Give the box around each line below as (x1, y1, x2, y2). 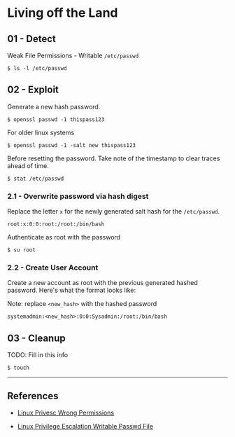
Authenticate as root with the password (7, 233, 121, 242)
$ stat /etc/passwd (7, 175, 64, 182)
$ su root (7, 247, 36, 254)
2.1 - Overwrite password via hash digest (7, 191, 149, 201)
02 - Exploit (7, 84, 59, 96)
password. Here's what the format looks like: (7, 286, 136, 295)
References (7, 390, 59, 402)
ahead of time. (7, 161, 49, 169)
